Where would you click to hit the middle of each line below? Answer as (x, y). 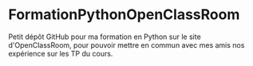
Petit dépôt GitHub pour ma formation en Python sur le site (105, 37)
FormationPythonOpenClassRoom (124, 15)
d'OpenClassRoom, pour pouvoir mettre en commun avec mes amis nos (126, 45)
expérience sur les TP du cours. (61, 53)
